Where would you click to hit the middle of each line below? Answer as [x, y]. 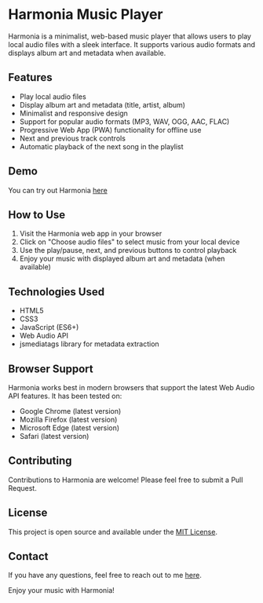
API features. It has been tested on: [65, 396]
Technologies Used [56, 292]
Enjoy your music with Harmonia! [62, 590]
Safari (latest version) [54, 436]
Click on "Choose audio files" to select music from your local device [130, 242]
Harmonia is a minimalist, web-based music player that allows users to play [130, 36]
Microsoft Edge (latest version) [69, 428]
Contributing [40, 461]
